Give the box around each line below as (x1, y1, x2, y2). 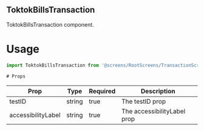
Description (140, 87, 175, 95)
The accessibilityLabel (121, 107, 186, 115)
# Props (6, 73, 26, 79)
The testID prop (121, 97, 166, 106)
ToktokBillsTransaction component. (6, 21, 94, 28)
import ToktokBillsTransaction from (6, 62, 99, 69)
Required (89, 87, 116, 95)
